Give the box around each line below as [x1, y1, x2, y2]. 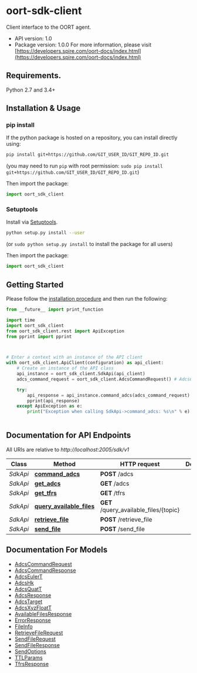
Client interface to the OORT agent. [6, 23, 91, 31]
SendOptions [14, 648, 47, 655]
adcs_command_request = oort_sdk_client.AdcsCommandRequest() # [16, 376, 177, 382]
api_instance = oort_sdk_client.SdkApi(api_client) [16, 371, 145, 377]
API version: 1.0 [14, 35, 52, 42]
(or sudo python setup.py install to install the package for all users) [6, 241, 173, 248]
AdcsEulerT [14, 573, 43, 580]
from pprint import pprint [6, 334, 72, 339]
